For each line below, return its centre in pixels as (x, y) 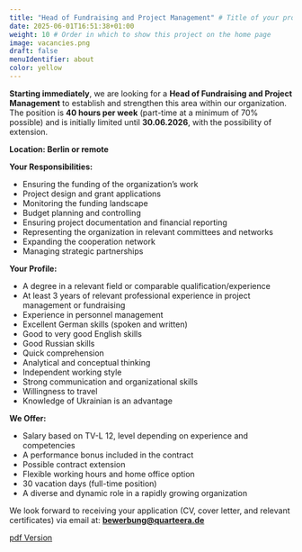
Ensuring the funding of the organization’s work (110, 184)
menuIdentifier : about (52, 59)
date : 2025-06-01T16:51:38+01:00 (72, 26)
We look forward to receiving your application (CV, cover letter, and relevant (150, 511)
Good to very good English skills (82, 333)
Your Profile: (33, 268)
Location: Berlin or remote (59, 149)
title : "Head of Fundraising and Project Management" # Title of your (144, 18)
